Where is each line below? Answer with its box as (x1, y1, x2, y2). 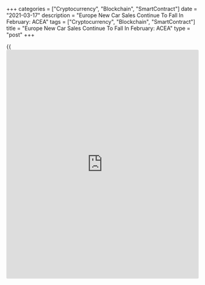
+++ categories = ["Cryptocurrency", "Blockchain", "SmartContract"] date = (6, 5, 198, 12)
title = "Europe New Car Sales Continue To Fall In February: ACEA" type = (6, 24, 191, 32)
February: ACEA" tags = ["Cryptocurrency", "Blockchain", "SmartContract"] (6, 18, 195, 25)
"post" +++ (6, 31, 35, 38)
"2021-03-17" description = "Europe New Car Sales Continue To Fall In (6, 12, 184, 19)
